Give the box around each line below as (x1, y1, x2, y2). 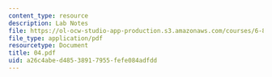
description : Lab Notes (8, 19, 89, 27)
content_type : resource (8, 11, 89, 20)
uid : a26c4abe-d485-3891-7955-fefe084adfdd (8, 57, 158, 65)
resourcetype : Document (8, 42, 89, 50)
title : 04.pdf (8, 49, 57, 57)
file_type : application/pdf (8, 34, 104, 43)
